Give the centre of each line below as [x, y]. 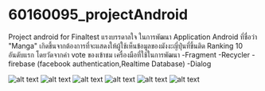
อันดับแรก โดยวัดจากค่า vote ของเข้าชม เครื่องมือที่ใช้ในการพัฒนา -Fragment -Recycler [129, 54]
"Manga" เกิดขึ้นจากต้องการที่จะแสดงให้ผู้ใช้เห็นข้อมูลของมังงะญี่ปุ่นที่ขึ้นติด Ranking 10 [126, 45]
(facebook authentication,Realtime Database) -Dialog [124, 63]
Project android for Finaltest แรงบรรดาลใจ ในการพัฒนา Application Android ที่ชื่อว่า [132, 37]
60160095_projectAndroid [98, 15]
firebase [22, 63]
